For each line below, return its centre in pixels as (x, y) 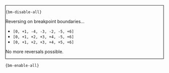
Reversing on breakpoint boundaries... (45, 21)
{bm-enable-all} (22, 65)
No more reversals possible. (35, 52)
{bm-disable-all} (24, 12)
